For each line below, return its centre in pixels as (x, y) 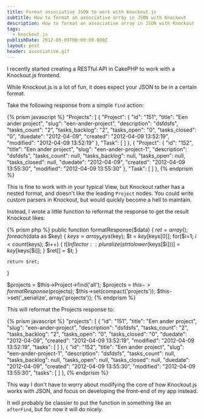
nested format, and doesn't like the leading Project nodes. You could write (100, 193)
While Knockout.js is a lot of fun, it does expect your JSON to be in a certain (102, 87)
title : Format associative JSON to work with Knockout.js (82, 12)
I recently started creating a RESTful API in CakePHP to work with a (91, 69)
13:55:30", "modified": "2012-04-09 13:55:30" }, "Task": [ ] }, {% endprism (100, 168)
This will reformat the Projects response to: (61, 309)
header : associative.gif (38, 52)
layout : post (23, 46)
